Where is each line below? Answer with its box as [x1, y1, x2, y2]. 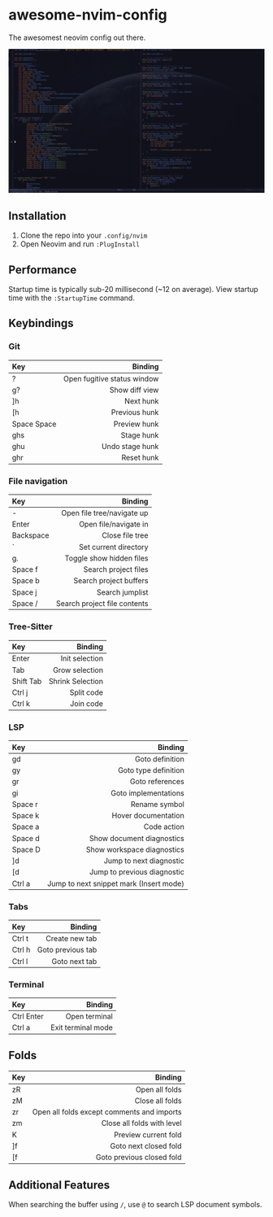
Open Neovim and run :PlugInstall [19, 239, 141, 249]
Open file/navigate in [78, 519, 149, 530]
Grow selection [52, 665, 104, 674]
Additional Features [8, 1178, 110, 1192]
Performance [8, 263, 77, 277]
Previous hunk [110, 408, 159, 417]
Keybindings [8, 316, 75, 330]
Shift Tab [11, 676, 42, 686]
